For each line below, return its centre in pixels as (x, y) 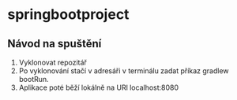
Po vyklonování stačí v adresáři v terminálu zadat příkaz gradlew (124, 71)
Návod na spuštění (55, 44)
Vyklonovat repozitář (53, 62)
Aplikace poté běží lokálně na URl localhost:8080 (99, 87)
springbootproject (68, 15)
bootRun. (34, 79)
